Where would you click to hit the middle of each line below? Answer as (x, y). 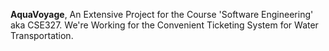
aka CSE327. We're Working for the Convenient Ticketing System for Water (164, 25)
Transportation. (42, 35)
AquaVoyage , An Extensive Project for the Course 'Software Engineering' (162, 14)
